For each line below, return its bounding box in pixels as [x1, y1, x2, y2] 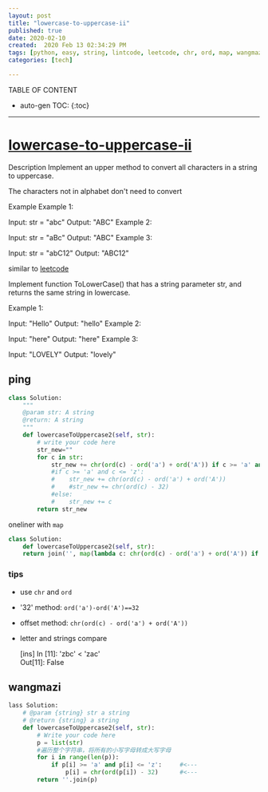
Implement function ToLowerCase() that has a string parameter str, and [8, 279, 242, 288]
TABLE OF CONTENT [8, 85, 78, 94]
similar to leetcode [8, 263, 69, 273]
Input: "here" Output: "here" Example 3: [8, 334, 139, 343]
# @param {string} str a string [22, 709, 130, 717]
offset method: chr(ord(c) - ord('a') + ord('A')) [19, 618, 189, 628]
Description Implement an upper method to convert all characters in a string [8, 162, 258, 172]
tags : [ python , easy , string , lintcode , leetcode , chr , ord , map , [8, 49, 234, 57]
